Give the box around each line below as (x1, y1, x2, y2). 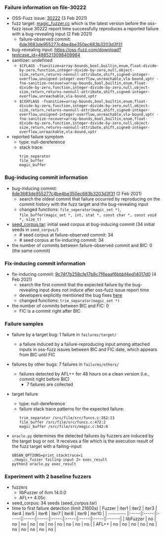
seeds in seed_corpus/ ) (11, 226, 59, 232)
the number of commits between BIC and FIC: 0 (11, 303, 109, 309)
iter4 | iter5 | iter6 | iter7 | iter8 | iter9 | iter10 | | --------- (11, 511, 126, 517)
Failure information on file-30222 (4, 4, 86, 11)
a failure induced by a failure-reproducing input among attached (19, 341, 150, 347)
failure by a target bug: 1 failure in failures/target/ (11, 331, 117, 338)
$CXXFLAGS (19, 99, 40, 104)
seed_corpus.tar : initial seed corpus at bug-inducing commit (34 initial (11, 221, 155, 227)
